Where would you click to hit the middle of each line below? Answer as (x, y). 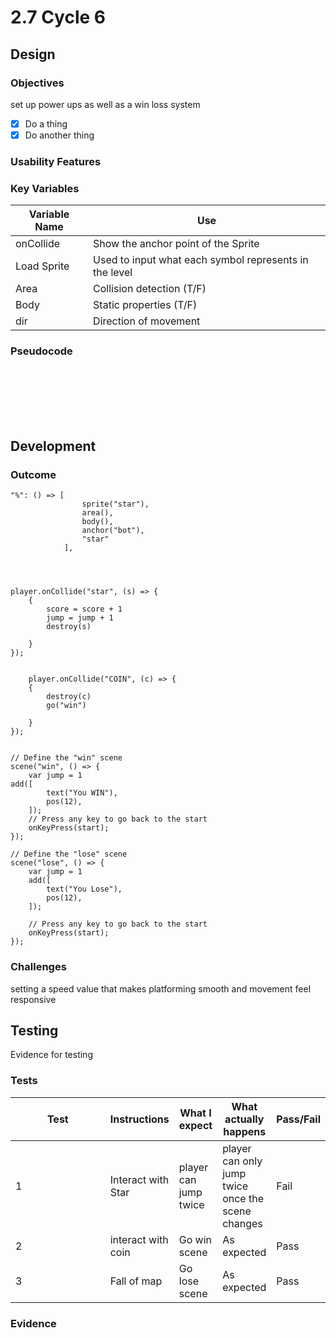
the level (113, 273)
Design (33, 54)
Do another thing (59, 135)
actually (244, 1119)
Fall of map (136, 1281)
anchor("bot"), (113, 531)
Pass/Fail (298, 1119)
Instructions (139, 1119)
